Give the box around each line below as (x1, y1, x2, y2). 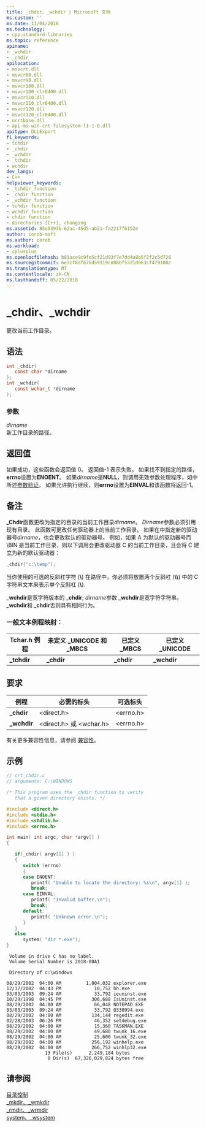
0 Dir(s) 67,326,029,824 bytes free (47, 1055, 144, 1061)
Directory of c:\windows (9, 969, 72, 976)
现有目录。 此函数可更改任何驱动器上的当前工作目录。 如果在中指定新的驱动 (6, 525, 197, 533)
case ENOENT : (22, 874, 56, 880)
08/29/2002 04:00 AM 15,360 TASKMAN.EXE (6, 1023, 144, 1030)
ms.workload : (6, 243, 40, 249)
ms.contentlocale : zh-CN (6, 271, 70, 278)
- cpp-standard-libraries (6, 32, 72, 38)
